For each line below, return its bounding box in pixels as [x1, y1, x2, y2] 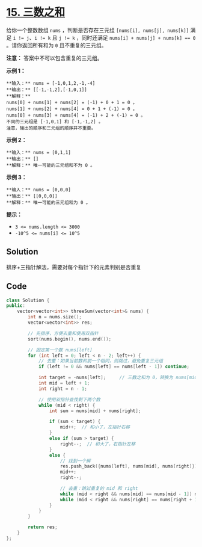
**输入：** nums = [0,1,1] [6, 149, 71, 155]
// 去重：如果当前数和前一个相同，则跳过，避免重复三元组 [38, 358, 164, 364]
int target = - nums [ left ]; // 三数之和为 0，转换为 [38, 374, 173, 381]
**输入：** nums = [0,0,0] [6, 187, 71, 193]
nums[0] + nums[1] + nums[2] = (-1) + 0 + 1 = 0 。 [6, 99, 138, 105]
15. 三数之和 [6, 5, 65, 19]
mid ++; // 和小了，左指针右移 [60, 424, 130, 430]
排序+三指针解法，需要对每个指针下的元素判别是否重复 [6, 263, 142, 271]
